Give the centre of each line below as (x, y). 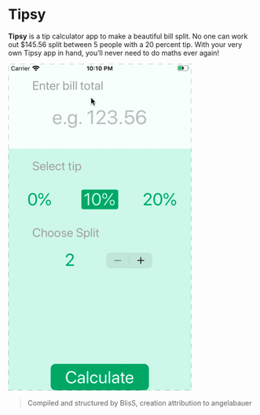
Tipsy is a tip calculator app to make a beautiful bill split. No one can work (128, 36)
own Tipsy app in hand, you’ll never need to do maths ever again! (114, 53)
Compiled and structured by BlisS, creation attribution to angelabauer (140, 402)
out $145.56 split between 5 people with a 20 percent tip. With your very (125, 44)
